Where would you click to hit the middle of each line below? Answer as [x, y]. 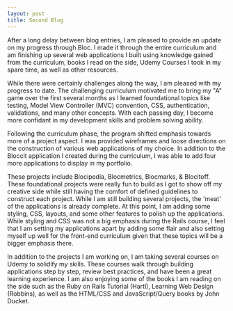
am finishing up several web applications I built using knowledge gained [110, 55]
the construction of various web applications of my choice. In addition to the [116, 148]
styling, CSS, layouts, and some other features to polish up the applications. [116, 214]
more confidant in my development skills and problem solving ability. [105, 120]
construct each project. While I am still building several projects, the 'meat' [114, 198]
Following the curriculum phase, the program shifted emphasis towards [109, 134]
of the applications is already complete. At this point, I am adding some [109, 206]
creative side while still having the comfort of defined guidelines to [103, 191]
